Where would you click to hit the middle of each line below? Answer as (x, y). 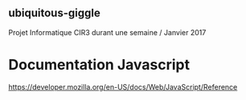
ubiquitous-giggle (54, 13)
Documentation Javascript (99, 65)
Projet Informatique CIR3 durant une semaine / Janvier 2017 (107, 32)
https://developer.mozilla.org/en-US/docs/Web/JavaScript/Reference (123, 86)
